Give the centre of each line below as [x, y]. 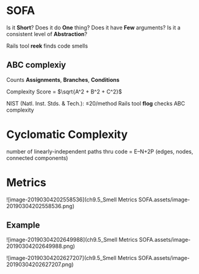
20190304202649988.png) [41, 246]
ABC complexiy [36, 65]
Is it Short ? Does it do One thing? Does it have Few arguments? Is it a [94, 27]
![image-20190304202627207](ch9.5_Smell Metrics [72, 258]
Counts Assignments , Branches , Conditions [63, 79]
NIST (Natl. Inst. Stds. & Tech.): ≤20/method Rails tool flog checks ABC [96, 103]
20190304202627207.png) [40, 265]
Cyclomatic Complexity [67, 134]
